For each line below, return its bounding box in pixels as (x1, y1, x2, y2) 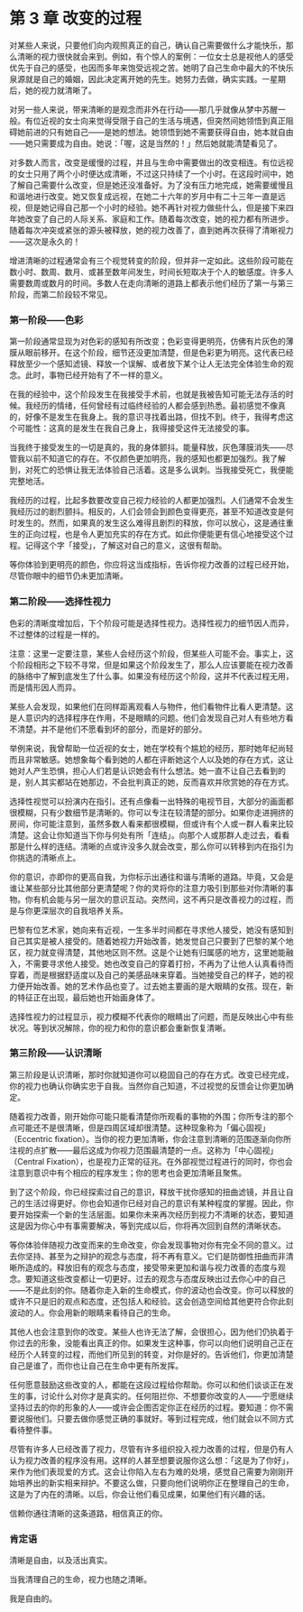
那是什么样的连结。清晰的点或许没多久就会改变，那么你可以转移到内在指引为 (9, 841, 294, 852)
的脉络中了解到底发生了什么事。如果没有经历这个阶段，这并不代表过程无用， (9, 670, 294, 681)
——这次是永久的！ (9, 235, 81, 246)
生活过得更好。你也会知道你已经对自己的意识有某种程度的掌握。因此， (24, 1197, 286, 1209)
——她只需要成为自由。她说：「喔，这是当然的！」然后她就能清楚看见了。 (9, 137, 282, 149)
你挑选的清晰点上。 (9, 852, 81, 862)
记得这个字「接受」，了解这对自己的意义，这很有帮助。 (24, 540, 227, 551)
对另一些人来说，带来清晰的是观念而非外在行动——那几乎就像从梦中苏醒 (9, 104, 278, 115)
